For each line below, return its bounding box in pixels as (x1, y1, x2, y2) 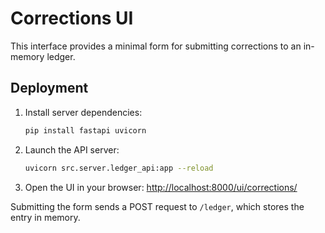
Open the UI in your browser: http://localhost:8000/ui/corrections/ (24, 181, 298, 193)
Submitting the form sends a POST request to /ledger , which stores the (10, 200, 305, 212)
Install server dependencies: (24, 106, 143, 118)
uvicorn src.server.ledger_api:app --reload (24, 163, 214, 173)
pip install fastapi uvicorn (24, 125, 147, 136)
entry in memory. (10, 211, 81, 223)
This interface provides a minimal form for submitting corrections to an (10, 40, 302, 52)
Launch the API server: (24, 143, 120, 156)
